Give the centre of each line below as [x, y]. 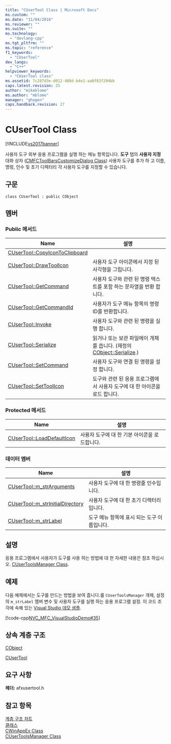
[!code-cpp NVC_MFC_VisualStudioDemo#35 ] [53, 618]
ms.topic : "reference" [29, 48]
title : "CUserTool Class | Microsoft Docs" [52, 10]
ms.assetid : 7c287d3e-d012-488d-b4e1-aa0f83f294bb [60, 81]
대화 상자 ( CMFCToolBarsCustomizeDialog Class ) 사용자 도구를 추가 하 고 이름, [85, 161]
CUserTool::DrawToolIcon [38, 265]
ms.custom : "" [20, 15]
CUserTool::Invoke [30, 324]
